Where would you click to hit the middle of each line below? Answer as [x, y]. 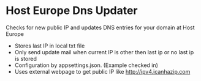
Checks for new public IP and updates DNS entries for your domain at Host [100, 27]
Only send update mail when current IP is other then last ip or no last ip [104, 52]
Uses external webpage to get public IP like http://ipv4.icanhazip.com [102, 71]
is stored [26, 58]
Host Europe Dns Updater [72, 11]
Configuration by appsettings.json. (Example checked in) [86, 65]
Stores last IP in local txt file [50, 46]
